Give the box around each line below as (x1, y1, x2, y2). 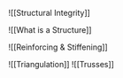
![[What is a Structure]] (8, 25, 92, 35)
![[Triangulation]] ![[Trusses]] (8, 59, 114, 69)
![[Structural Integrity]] (8, 8, 90, 18)
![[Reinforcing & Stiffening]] (8, 42, 108, 52)
